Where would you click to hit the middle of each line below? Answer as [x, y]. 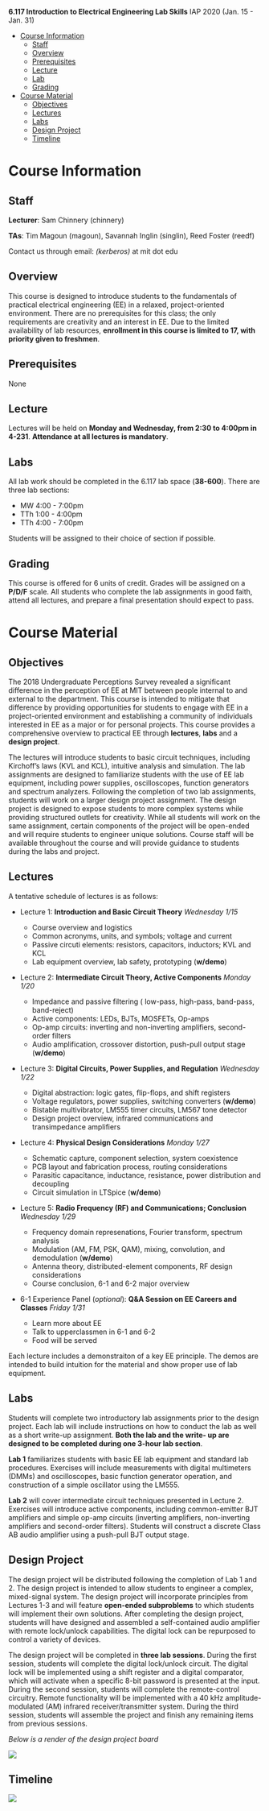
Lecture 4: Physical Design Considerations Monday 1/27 [115, 1142]
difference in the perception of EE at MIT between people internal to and [128, 690]
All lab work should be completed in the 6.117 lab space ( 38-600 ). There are [134, 482]
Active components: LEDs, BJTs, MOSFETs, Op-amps [120, 1018]
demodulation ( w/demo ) [72, 1258]
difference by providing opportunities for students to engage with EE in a [128, 707]
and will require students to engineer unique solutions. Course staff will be [131, 835]
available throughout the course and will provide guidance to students [124, 843]
